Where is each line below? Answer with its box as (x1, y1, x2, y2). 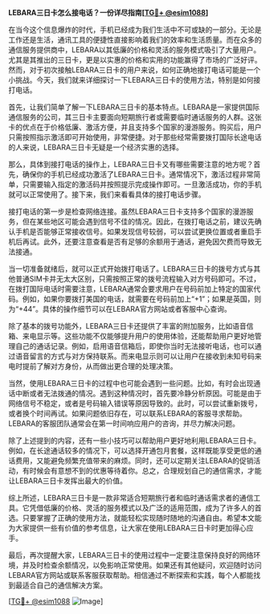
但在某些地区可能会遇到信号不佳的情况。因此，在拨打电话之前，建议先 (22, 217, 255, 226)
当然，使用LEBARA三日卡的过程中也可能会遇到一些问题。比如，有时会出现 (8, 379, 254, 388)
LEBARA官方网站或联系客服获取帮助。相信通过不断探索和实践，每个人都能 (8, 571, 254, 579)
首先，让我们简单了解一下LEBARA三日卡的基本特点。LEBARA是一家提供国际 (8, 102, 260, 112)
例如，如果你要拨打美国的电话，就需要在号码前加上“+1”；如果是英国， (22, 294, 255, 304)
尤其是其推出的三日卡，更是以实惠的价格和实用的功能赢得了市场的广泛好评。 (8, 55, 262, 64)
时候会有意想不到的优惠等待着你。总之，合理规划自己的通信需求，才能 (29, 466, 262, 475)
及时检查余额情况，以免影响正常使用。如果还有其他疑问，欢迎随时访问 (29, 560, 262, 570)
